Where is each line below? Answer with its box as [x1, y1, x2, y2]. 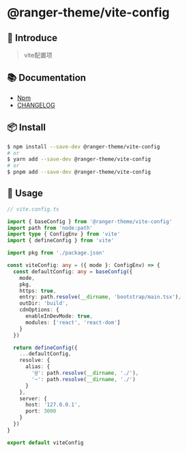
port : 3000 [25, 408, 57, 415]
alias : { [25, 363, 51, 370]
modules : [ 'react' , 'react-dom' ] [25, 319, 121, 326]
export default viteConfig [7, 439, 84, 446]
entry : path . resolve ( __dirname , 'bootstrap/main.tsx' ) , [19, 294, 182, 300]
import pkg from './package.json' [7, 250, 106, 257]
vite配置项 [23, 51, 53, 59]
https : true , [19, 287, 57, 294]
